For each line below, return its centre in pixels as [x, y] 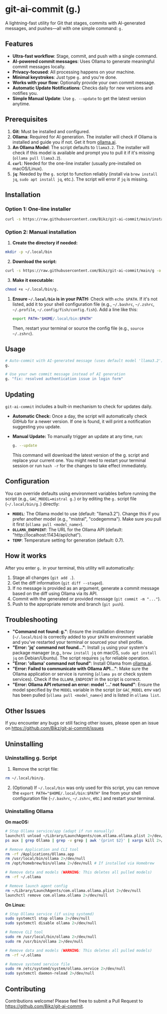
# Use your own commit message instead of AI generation [65, 374]
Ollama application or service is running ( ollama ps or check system [82, 674]
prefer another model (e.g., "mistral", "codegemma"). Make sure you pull [87, 519]
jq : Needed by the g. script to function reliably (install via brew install [85, 174]
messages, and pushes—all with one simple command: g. [64, 28]
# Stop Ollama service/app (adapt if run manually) [60, 831]
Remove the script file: [35, 769]
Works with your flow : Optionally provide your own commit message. [84, 82]
